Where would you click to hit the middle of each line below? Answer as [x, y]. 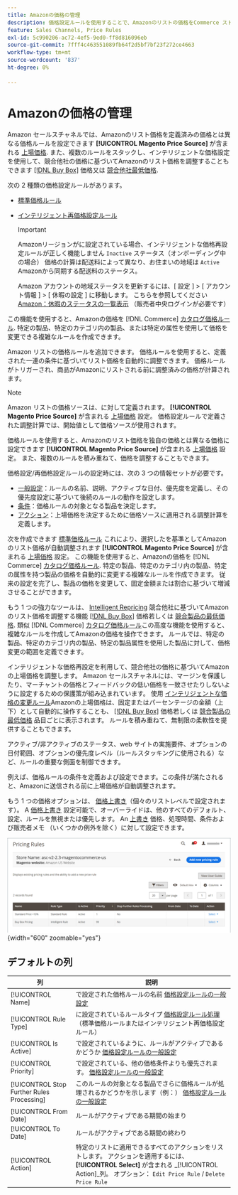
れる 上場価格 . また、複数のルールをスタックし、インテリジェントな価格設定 [119, 152]
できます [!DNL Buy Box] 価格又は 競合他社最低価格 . [83, 170]
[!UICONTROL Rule [38, 1019]
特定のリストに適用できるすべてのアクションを [143, 1147]
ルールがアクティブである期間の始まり [131, 1115]
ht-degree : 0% [28, 68]
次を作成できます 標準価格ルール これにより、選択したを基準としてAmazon [117, 538]
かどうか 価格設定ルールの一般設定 [126, 1052]
